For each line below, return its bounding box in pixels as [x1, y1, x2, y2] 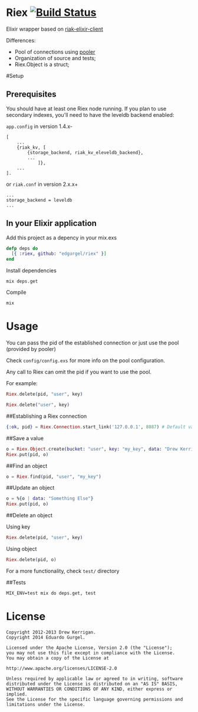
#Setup [6, 72, 24, 79]
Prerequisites [6, 89, 57, 100]
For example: [6, 380, 38, 387]
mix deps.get [6, 278, 38, 284]
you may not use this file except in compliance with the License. [6, 649, 176, 656]
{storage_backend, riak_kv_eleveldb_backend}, [27, 149, 144, 156]
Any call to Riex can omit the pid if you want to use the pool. [6, 369, 152, 376]
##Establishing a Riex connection [6, 412, 87, 419]
